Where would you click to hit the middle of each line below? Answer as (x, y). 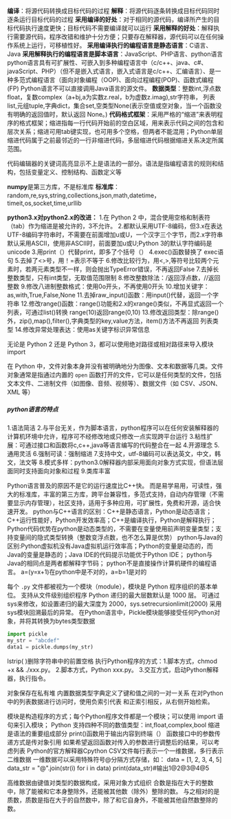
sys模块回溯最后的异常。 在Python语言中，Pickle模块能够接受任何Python (111, 612)
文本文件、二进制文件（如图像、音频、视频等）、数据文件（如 (93, 383)
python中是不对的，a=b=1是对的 (101, 571)
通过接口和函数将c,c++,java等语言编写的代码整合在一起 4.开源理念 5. (122, 445)
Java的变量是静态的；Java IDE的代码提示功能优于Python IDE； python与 (110, 554)
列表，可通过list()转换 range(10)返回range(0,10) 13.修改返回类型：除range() (113, 312)
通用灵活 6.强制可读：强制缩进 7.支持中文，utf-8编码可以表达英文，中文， (111, 453)
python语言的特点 (33, 409)
